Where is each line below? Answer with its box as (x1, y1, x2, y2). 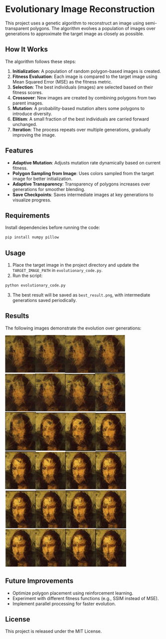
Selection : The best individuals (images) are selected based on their (12, 84, 154, 90)
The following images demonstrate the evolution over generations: (5, 325, 142, 331)
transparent (5, 25, 29, 31)
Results (5, 311, 29, 320)
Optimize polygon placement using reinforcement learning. (12, 590, 134, 596)
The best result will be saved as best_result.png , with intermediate (12, 291, 151, 298)
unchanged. (12, 121, 37, 127)
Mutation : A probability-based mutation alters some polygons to (12, 105, 145, 111)
